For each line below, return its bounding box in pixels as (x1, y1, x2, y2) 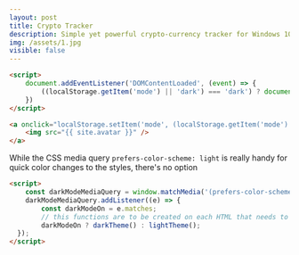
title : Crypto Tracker (9, 21, 93, 30)
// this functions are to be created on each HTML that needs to (41, 212, 289, 221)
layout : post (9, 12, 58, 22)
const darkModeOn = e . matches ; (41, 204, 158, 213)
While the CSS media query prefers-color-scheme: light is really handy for (9, 152, 287, 163)
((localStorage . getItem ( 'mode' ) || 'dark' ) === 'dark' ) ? (41, 86, 261, 96)
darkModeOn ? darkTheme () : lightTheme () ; (41, 220, 201, 230)
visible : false (9, 46, 66, 55)
